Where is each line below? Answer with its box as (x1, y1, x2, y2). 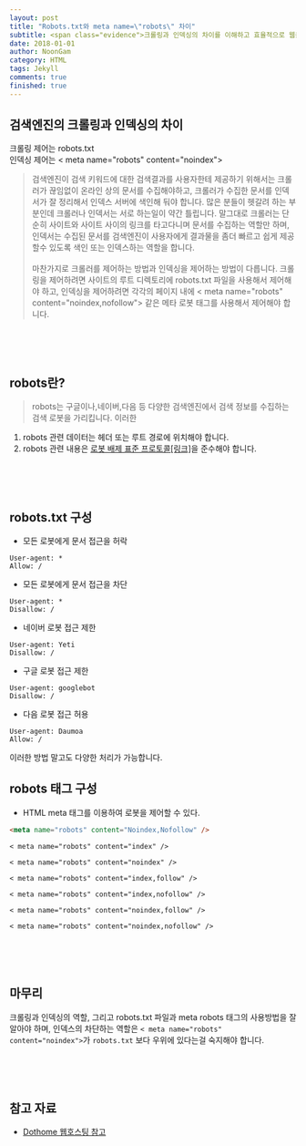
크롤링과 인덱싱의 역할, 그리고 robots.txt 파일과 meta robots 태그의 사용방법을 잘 (9, 1011, 297, 1022)
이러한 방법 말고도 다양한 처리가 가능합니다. (9, 752, 163, 763)
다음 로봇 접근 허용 (22, 708, 89, 720)
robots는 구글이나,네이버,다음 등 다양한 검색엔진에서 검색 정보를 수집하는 (31, 401, 290, 412)
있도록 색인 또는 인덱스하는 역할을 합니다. (48, 243, 196, 253)
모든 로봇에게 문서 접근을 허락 (22, 535, 127, 547)
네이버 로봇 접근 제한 (22, 622, 97, 634)
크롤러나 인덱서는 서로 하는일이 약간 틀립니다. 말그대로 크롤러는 (56, 208, 280, 219)
